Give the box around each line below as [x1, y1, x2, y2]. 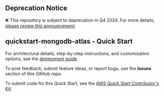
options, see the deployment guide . [5, 56, 79, 62]
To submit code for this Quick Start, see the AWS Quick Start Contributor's [5, 80, 159, 86]
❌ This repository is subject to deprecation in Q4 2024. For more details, [5, 17, 155, 23]
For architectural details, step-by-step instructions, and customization [5, 50, 149, 56]
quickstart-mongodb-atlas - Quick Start [5, 37, 133, 46]
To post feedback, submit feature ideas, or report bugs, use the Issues [5, 65, 151, 71]
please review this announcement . [5, 22, 76, 29]
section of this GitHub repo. [5, 71, 63, 77]
